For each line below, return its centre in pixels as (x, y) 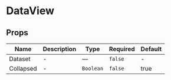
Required (122, 49)
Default (151, 49)
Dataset (20, 59)
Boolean (93, 69)
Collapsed (23, 69)
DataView (30, 11)
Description (60, 49)
